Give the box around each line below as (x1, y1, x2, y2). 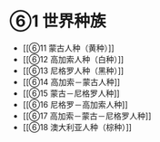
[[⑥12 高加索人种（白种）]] (22, 53, 125, 64)
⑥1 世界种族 (9, 11, 106, 32)
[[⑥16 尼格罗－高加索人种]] (22, 99, 128, 109)
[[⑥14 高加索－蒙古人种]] (22, 76, 121, 87)
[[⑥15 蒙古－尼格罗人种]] (22, 88, 120, 99)
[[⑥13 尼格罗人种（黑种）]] (22, 65, 125, 76)
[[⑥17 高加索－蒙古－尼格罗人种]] (22, 110, 152, 121)
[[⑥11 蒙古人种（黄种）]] (22, 43, 115, 53)
